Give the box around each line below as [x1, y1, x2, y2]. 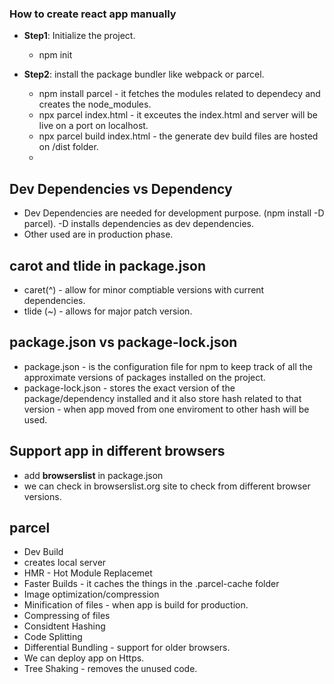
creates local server [23, 557, 107, 569]
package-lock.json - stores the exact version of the [23, 382, 236, 394]
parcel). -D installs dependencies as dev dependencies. [23, 218, 254, 230]
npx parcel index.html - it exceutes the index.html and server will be [38, 109, 318, 121]
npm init [38, 49, 73, 61]
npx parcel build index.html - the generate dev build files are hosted [38, 130, 319, 142]
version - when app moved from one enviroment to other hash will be [23, 403, 310, 415]
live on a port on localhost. [38, 120, 149, 132]
